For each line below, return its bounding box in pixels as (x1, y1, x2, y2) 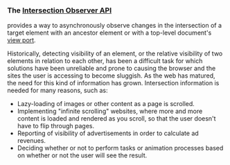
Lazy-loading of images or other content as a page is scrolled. (17, 100, 195, 108)
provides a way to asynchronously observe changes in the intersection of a (7, 21, 222, 30)
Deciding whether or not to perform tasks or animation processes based (17, 144, 224, 153)
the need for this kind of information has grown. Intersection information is (7, 79, 220, 87)
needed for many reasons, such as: (7, 86, 108, 95)
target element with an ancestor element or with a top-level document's (7, 28, 212, 37)
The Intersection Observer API (7, 6, 112, 15)
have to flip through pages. (17, 122, 95, 130)
